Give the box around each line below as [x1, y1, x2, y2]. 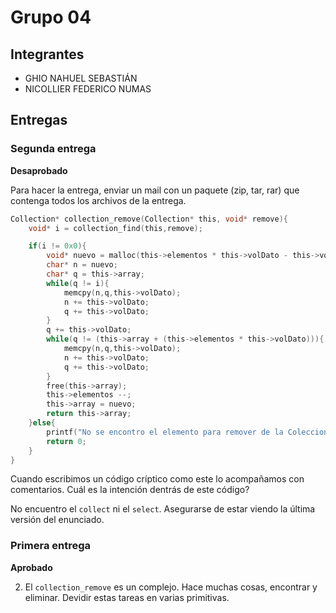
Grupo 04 [10, 6, 92, 29]
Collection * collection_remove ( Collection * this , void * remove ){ [10, 214, 288, 224]
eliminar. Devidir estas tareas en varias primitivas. [24, 591, 230, 603]
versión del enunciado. [10, 514, 105, 526]
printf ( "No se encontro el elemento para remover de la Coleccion [46, 427, 329, 437]
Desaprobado [10, 164, 68, 176]
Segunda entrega [10, 142, 97, 156]
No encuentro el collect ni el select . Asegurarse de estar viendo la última [10, 503, 316, 515]
